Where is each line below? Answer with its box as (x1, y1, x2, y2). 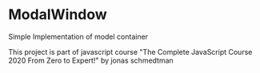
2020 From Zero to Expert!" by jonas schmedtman (8, 56, 174, 65)
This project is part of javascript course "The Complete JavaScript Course (8, 47, 253, 56)
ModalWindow (8, 6, 108, 24)
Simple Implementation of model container (8, 32, 149, 41)
